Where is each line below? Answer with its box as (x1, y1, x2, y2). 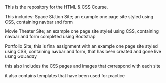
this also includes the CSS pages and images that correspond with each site (5, 63, 161, 69)
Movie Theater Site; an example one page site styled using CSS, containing (5, 28, 159, 34)
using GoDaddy (5, 54, 37, 59)
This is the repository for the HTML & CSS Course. (5, 4, 108, 10)
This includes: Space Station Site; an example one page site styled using (5, 14, 154, 19)
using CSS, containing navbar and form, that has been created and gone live (5, 49, 161, 54)
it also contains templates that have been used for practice (5, 73, 125, 78)
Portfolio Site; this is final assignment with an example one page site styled (5, 43, 158, 49)
